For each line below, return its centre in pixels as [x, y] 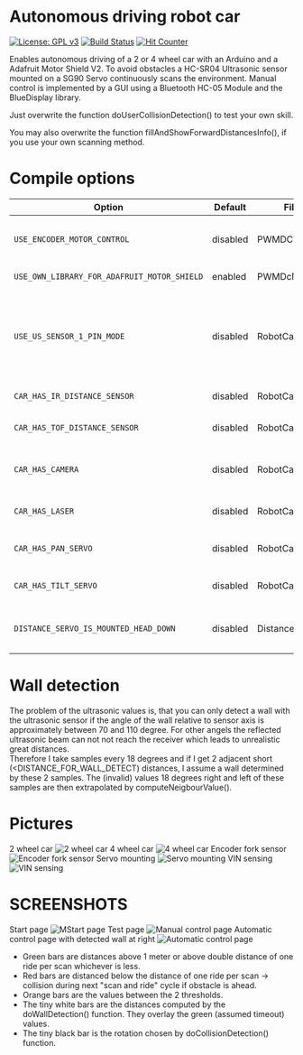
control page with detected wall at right [83, 939]
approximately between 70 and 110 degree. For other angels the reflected [145, 729]
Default [230, 207]
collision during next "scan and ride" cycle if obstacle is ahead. [139, 985]
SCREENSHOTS [69, 904]
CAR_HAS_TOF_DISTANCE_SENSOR [76, 427]
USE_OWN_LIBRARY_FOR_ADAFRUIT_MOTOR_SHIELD [109, 276]
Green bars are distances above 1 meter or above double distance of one [158, 956]
